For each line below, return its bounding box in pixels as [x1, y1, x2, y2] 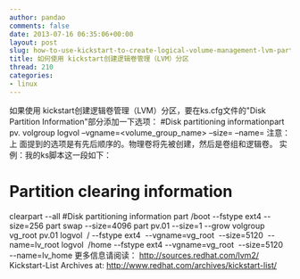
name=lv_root [9, 239, 60, 250]
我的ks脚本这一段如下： [24, 149, 112, 160]
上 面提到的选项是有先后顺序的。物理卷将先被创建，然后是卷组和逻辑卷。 [9, 138, 278, 149]
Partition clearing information [9, 181, 233, 201]
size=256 [9, 220, 45, 231]
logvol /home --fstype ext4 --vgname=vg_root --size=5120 [61, 239, 284, 250]
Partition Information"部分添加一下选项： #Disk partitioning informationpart [9, 116, 285, 127]
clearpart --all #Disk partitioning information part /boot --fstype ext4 [9, 210, 262, 221]
